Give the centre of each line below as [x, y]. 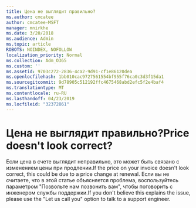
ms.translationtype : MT [35, 88]
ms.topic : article [28, 45]
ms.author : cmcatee [30, 17]
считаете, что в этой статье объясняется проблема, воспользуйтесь [92, 180]
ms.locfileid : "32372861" [38, 104]
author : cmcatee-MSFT [33, 22]
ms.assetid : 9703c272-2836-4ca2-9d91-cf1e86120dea [69, 71]
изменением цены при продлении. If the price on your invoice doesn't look [98, 168]
